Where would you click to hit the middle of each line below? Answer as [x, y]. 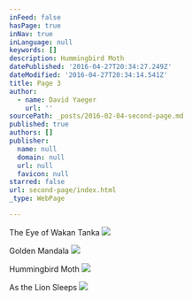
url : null [35, 166]
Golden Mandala [39, 251]
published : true [39, 125]
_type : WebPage [37, 199]
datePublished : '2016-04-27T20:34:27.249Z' [91, 67]
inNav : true [31, 34]
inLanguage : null [41, 42]
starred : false [37, 182]
